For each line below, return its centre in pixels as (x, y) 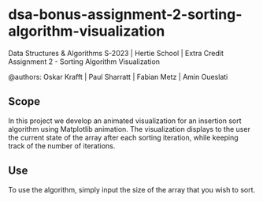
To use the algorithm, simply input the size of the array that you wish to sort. (132, 189)
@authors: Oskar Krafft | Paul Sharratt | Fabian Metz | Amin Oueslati (118, 77)
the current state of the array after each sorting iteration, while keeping (123, 137)
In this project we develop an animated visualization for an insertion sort (125, 121)
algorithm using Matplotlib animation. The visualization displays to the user (129, 129)
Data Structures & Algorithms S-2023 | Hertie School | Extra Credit (116, 53)
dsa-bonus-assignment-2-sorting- (125, 15)
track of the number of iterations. (62, 146)
